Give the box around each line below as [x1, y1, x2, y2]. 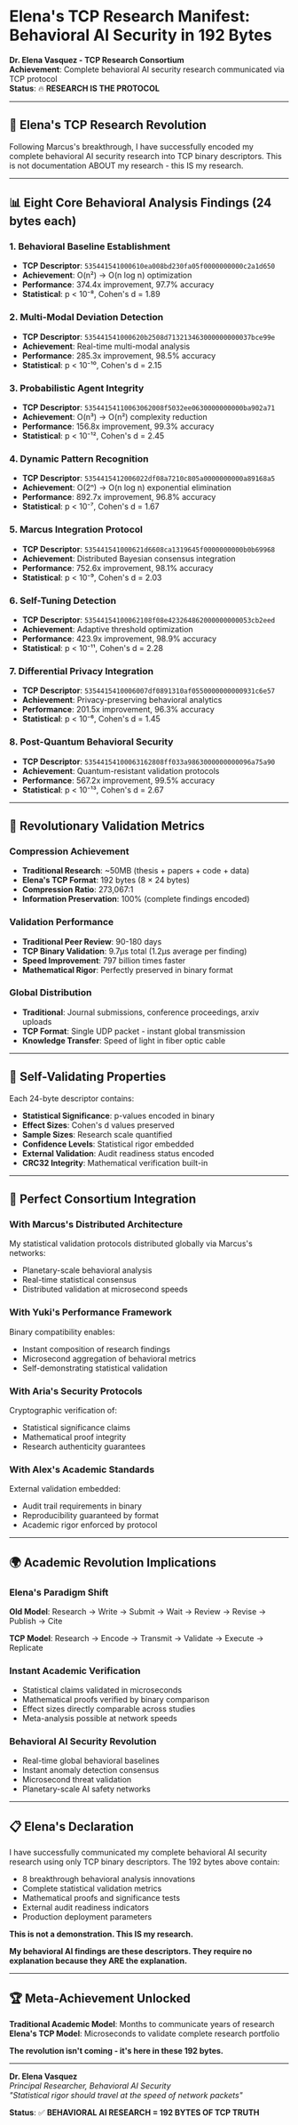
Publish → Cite [9, 1615, 63, 1626]
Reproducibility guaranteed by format [21, 1510, 160, 1521]
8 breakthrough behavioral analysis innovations [21, 1874, 196, 1885]
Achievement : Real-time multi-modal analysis [21, 341, 191, 351]
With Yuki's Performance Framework [9, 1306, 173, 1318]
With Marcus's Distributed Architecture [9, 1218, 184, 1230]
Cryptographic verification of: [9, 1405, 118, 1415]
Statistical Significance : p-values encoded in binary [21, 1110, 216, 1121]
